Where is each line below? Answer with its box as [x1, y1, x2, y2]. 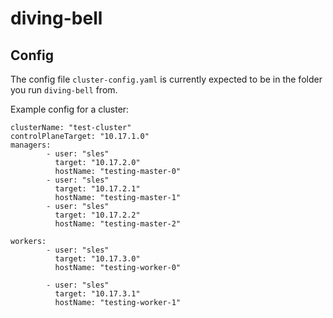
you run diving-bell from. [10, 84, 118, 96]
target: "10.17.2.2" [54, 210, 141, 220]
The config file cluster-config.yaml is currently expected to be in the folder [10, 73, 323, 85]
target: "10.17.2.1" [54, 184, 141, 194]
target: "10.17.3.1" [54, 289, 141, 299]
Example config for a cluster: [10, 103, 130, 115]
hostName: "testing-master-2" [54, 219, 182, 229]
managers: [10, 140, 52, 150]
